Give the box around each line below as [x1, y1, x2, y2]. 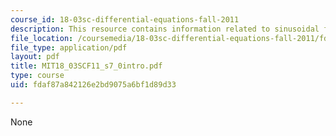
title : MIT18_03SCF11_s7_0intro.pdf [10, 61, 163, 71]
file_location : [10, 33, 74, 43]
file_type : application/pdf [10, 42, 128, 53]
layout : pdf [10, 52, 60, 62]
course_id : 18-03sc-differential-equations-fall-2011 [10, 14, 240, 25]
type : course [10, 71, 65, 81]
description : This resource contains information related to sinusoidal [10, 24, 320, 34]
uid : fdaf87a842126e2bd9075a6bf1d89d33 [10, 80, 177, 90]
